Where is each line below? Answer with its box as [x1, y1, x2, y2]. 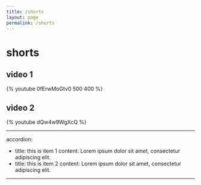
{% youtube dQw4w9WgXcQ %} [6, 119, 87, 126]
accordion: [6, 136, 33, 143]
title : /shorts [6, 8, 44, 15]
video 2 [6, 102, 35, 113]
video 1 [6, 69, 33, 80]
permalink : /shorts [6, 20, 55, 26]
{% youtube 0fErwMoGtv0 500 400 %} [6, 85, 103, 93]
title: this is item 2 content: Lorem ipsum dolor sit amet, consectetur [14, 160, 181, 168]
